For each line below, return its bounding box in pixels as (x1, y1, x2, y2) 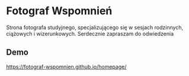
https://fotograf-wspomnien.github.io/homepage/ (6, 63, 127, 70)
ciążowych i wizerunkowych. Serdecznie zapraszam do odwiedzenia (6, 30, 174, 37)
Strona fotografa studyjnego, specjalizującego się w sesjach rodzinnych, (6, 24, 184, 31)
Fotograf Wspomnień (6, 4, 113, 18)
